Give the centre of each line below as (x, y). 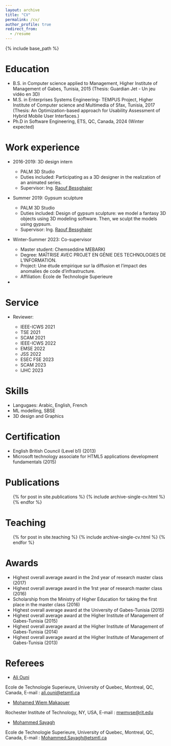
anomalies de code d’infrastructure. (58, 271)
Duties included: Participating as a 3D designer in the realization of (90, 177)
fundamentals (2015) (34, 462)
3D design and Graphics (38, 416)
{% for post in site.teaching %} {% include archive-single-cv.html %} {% (89, 537)
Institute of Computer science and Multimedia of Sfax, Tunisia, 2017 (84, 105)
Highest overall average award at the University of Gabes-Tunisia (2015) (88, 610)
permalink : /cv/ (22, 19)
